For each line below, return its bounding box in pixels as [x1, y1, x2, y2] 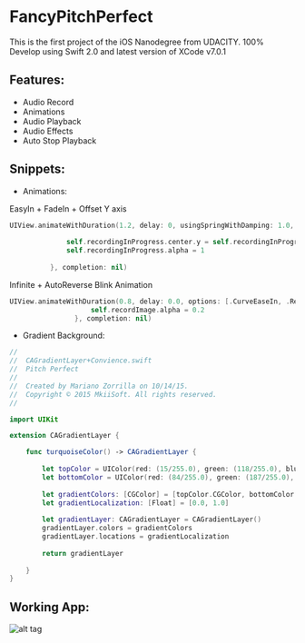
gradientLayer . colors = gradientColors [42, 524, 193, 533]
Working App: [9, 599, 90, 615]
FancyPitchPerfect [9, 6, 153, 27]
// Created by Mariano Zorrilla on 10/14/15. [9, 381, 189, 391]
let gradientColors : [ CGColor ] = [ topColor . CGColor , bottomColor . [42, 490, 299, 499]
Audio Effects [22, 125, 74, 136]
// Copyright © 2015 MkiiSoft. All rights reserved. [9, 390, 218, 399]
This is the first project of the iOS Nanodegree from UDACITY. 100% [9, 36, 265, 47]
